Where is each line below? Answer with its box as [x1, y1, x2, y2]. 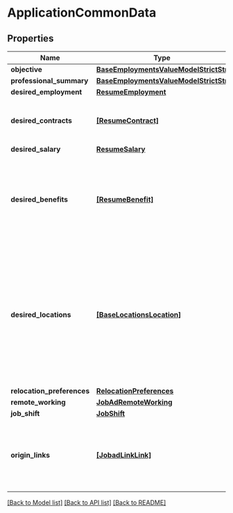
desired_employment [10, 87, 83, 96]
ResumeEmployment [96, 87, 166, 96]
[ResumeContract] [96, 116, 159, 125]
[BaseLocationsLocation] [96, 310, 182, 320]
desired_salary [10, 144, 61, 154]
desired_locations [10, 310, 71, 320]
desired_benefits [10, 195, 68, 204]
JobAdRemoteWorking [96, 397, 173, 407]
